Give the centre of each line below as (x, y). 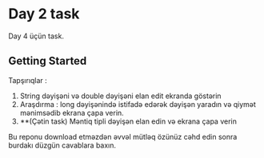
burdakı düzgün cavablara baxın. (62, 145)
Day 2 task (44, 14)
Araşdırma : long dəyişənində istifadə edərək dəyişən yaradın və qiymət (138, 104)
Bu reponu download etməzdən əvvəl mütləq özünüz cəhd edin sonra (123, 136)
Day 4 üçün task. (36, 36)
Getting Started (48, 61)
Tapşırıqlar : (28, 80)
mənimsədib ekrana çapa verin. (72, 113)
